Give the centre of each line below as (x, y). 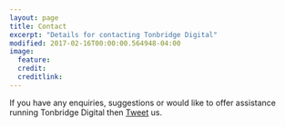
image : (22, 52)
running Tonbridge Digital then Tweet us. (86, 112)
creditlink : (41, 77)
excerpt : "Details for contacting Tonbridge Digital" (114, 34)
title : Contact (38, 26)
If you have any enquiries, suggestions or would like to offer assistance (142, 103)
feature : (34, 60)
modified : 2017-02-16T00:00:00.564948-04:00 (95, 43)
